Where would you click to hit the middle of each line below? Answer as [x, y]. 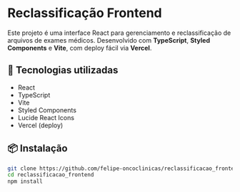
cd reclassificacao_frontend [51, 175]
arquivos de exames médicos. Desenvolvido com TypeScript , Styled [109, 40]
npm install [25, 182]
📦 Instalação [37, 148]
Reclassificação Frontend [85, 13]
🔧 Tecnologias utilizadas [63, 70]
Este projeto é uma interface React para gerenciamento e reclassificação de [119, 33]
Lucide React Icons [46, 117]
